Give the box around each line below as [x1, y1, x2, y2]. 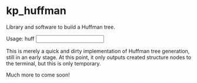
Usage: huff [6, 35, 35, 42]
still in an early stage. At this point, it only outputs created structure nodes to [6, 54, 192, 61]
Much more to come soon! [6, 71, 70, 78]
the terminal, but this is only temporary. [6, 60, 101, 67]
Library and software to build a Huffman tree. [6, 23, 116, 30]
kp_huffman [6, 4, 66, 18]
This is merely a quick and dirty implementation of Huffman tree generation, [6, 47, 190, 54]
